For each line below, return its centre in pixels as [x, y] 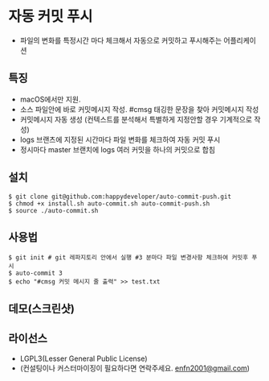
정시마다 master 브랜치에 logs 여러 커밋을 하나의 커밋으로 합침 [117, 149]
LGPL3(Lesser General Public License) [84, 358]
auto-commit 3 [39, 273]
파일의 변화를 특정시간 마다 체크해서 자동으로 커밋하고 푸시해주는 [121, 40]
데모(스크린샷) [41, 308]
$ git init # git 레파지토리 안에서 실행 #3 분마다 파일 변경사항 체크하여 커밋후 [128, 258]
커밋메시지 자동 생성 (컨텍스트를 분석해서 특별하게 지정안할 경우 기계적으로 [136, 119]
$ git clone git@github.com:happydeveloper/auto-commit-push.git [120, 197]
